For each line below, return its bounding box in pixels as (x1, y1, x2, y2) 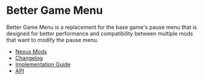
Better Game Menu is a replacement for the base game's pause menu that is (6, 23, 198, 31)
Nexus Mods (15, 48, 47, 55)
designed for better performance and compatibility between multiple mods (6, 29, 193, 37)
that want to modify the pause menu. (6, 36, 99, 43)
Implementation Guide (15, 61, 71, 68)
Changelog (15, 54, 43, 61)
